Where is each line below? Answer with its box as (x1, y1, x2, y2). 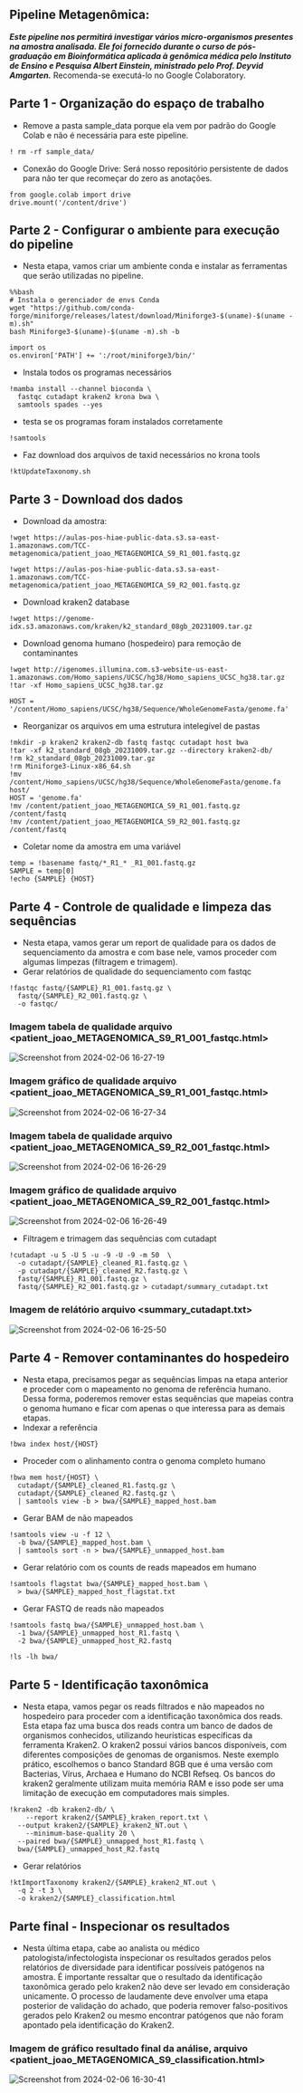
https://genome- (33, 615, 95, 624)
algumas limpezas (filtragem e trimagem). (22, 957, 178, 968)
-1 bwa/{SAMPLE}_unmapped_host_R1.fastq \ (17, 1629, 180, 1638)
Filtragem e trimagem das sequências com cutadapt (22, 1233, 217, 1244)
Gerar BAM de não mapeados (22, 1513, 134, 1524)
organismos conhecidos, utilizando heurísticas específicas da (22, 1730, 253, 1741)
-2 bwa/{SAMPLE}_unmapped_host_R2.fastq (17, 1637, 172, 1646)
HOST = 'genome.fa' (9, 794, 83, 803)
